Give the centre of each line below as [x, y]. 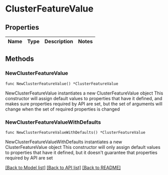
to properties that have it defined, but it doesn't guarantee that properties [81, 152]
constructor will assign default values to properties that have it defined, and [84, 98]
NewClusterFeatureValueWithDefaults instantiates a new [64, 142]
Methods [20, 59]
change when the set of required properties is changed [63, 109]
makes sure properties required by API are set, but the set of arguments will [84, 104]
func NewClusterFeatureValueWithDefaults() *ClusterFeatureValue [75, 132]
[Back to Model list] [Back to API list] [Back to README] [63, 167]
